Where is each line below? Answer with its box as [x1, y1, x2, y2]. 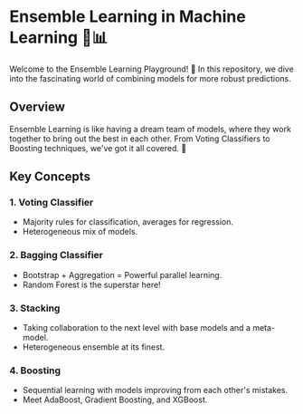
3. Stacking [9, 302, 61, 314]
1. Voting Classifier [9, 197, 94, 209]
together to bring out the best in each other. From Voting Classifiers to [9, 133, 270, 144]
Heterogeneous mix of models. [22, 226, 138, 237]
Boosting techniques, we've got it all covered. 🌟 [9, 142, 187, 153]
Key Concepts [9, 169, 90, 185]
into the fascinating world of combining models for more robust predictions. [9, 72, 291, 83]
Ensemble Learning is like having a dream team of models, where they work [9, 123, 292, 134]
